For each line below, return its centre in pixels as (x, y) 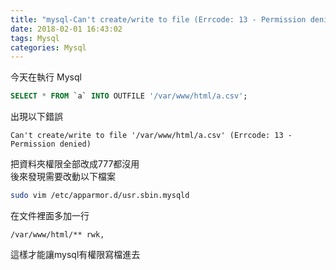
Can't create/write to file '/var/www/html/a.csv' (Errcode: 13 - (151, 136)
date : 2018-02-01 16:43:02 (66, 29)
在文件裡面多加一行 (50, 215)
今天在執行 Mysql (46, 77)
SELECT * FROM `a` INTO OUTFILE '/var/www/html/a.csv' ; (129, 96)
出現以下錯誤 (36, 117)
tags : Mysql (35, 38)
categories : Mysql (48, 47)
